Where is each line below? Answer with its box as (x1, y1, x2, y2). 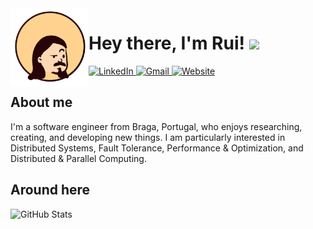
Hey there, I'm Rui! (88, 32, 245, 55)
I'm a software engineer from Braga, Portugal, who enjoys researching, (10, 120, 303, 132)
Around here (10, 182, 91, 199)
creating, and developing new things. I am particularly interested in (10, 131, 286, 143)
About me (10, 94, 73, 111)
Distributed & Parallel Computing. (10, 152, 147, 164)
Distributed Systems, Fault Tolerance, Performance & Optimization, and (10, 142, 304, 154)
